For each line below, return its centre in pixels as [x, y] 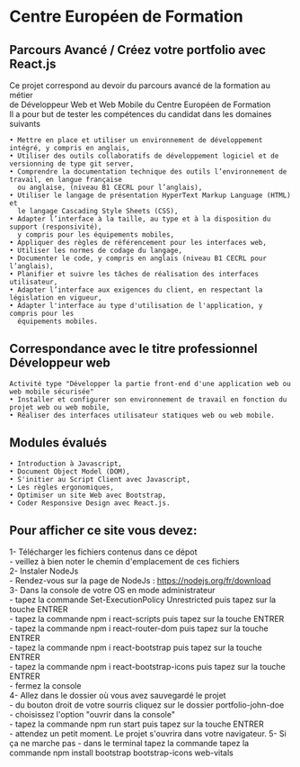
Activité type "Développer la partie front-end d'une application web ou [150, 383]
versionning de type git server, [72, 164]
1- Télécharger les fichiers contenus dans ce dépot [103, 552]
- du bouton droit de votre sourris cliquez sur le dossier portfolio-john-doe [147, 705]
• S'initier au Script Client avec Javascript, [100, 479]
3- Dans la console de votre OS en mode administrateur [112, 591]
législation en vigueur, [56, 298]
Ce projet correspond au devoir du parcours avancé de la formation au [140, 86]
